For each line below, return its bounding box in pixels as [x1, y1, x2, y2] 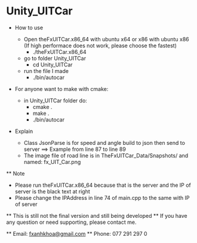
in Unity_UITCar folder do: [23, 97, 88, 104]
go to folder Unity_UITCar [23, 54, 87, 62]
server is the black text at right [14, 187, 91, 195]
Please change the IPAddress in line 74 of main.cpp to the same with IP [14, 194, 190, 201]
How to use [14, 24, 44, 31]
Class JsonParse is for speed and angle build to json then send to [23, 139, 185, 146]
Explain [14, 127, 33, 135]
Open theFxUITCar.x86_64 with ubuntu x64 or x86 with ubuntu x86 [23, 35, 189, 42]
